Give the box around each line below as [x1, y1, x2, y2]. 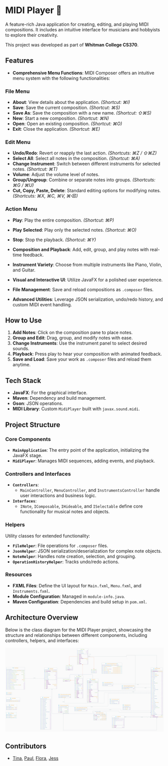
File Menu [5, 88, 30, 95]
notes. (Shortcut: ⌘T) [12, 166, 58, 172]
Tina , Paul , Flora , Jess [12, 755, 59, 761]
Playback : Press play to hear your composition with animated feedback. [12, 351, 162, 357]
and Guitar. [12, 267, 36, 273]
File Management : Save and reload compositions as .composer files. [12, 286, 154, 292]
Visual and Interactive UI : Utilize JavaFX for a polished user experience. [12, 277, 163, 283]
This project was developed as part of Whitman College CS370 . [5, 41, 139, 47]
